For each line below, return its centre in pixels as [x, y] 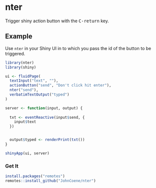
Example [19, 36]
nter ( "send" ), [24, 90]
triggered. [15, 53]
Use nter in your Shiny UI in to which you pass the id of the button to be [78, 48]
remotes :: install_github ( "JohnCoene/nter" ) [51, 181]
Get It [12, 166]
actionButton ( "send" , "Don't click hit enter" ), [60, 86]
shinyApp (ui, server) [27, 153]
